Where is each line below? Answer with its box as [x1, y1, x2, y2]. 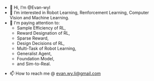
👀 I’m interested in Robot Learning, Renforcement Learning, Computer [9, 10, 149, 15]
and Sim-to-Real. [16, 61, 51, 67]
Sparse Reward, [16, 35, 49, 41]
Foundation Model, [16, 56, 55, 61]
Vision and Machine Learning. [9, 15, 69, 20]
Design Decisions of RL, [16, 40, 65, 46]
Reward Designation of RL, [16, 30, 70, 36]
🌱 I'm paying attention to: [9, 20, 60, 26]
